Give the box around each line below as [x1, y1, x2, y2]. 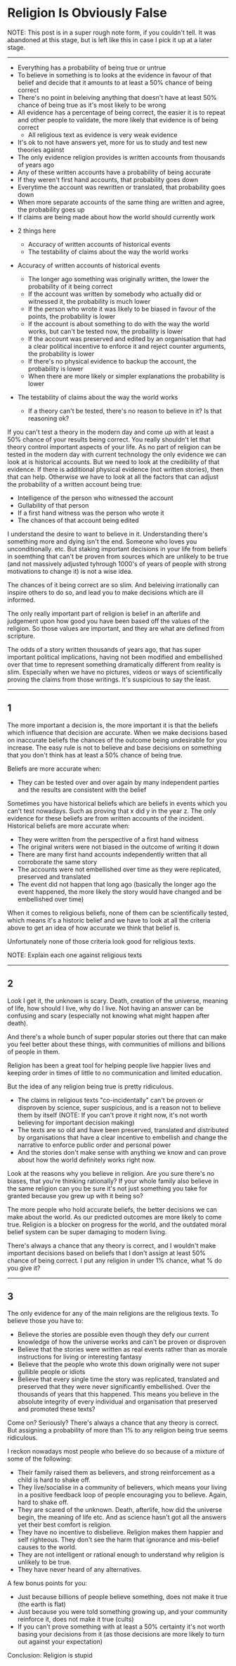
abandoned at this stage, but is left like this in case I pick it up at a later [7, 35, 213, 44]
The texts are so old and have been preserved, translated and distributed [17, 1125, 229, 1134]
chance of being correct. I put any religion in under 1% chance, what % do [7, 1256, 223, 1264]
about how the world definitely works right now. [17, 1155, 156, 1164]
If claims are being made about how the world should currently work [17, 212, 216, 221]
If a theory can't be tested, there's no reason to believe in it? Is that [27, 406, 223, 415]
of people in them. [7, 1047, 60, 1056]
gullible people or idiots [17, 1368, 86, 1376]
